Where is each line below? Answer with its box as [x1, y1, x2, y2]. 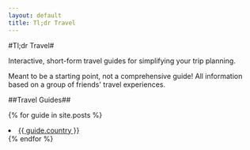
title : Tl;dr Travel [8, 19, 77, 27]
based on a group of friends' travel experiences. [8, 80, 166, 89]
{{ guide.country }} [18, 126, 80, 135]
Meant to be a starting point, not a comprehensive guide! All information [8, 71, 243, 81]
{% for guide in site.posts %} [8, 110, 103, 119]
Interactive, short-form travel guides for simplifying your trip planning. [8, 56, 236, 66]
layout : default [8, 11, 62, 20]
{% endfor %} [8, 133, 54, 143]
